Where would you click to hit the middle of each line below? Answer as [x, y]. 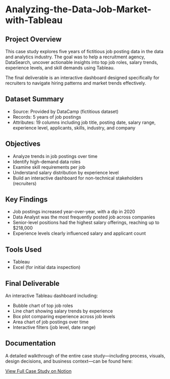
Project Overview [33, 39]
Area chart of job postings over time [51, 322]
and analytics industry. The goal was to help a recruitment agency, [75, 57]
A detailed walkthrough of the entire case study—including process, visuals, [85, 355]
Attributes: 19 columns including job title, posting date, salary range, [84, 122]
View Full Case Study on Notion [39, 371]
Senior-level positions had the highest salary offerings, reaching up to [86, 222]
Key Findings [27, 200]
